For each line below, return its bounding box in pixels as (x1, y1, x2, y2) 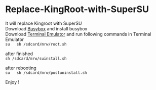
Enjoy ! (5, 79, 20, 85)
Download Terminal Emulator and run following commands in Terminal (5, 31, 151, 37)
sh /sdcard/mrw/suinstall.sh (5, 56, 67, 61)
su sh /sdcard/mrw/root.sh (5, 41, 67, 47)
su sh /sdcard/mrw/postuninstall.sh (5, 70, 87, 75)
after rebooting (5, 65, 36, 71)
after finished (5, 51, 33, 57)
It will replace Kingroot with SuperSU (5, 20, 82, 26)
